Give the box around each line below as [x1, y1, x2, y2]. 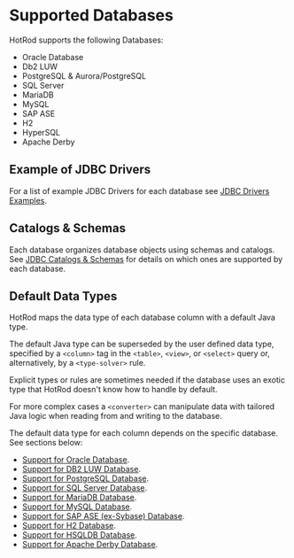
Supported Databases [9, 5, 174, 26]
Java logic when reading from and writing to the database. [9, 411, 223, 422]
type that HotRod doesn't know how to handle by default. [9, 384, 218, 395]
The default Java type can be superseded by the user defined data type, [9, 338, 275, 350]
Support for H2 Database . [21, 520, 117, 531]
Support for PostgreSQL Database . [21, 473, 150, 484]
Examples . [9, 195, 47, 205]
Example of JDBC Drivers [9, 162, 151, 177]
